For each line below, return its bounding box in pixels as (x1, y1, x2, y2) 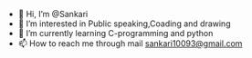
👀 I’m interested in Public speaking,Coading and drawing (17, 18, 231, 29)
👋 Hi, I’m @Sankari (17, 9, 89, 19)
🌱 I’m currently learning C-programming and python (17, 28, 214, 38)
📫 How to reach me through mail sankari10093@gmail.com (17, 38, 243, 49)
